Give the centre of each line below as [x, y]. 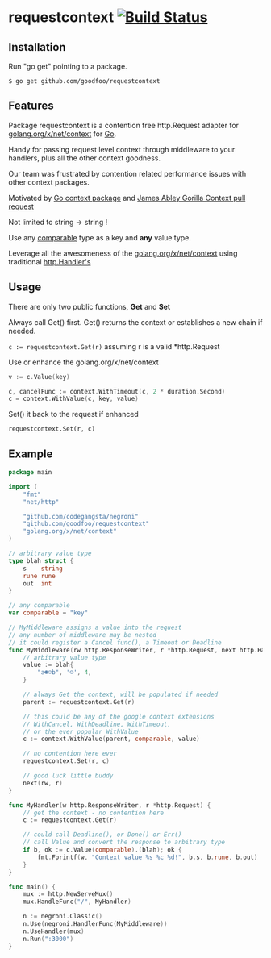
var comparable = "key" [48, 613]
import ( [23, 487]
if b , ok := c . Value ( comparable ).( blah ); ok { [102, 850]
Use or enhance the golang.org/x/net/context [83, 362]
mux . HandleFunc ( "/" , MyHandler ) [77, 902]
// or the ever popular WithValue [81, 731]
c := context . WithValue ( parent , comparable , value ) [111, 739]
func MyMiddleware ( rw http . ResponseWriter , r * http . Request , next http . [133, 650]
